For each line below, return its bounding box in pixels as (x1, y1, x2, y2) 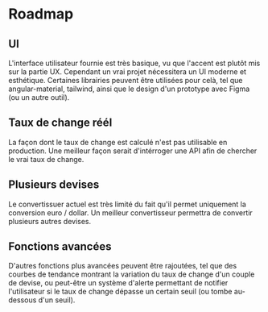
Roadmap (8, 5, 74, 23)
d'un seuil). (38, 295, 76, 305)
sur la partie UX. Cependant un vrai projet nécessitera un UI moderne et (8, 67, 247, 77)
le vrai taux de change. (8, 154, 85, 164)
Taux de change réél (8, 116, 113, 130)
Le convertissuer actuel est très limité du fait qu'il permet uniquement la (8, 199, 247, 209)
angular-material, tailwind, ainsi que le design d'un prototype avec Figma (8, 84, 250, 94)
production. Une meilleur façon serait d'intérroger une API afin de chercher (8, 146, 258, 156)
